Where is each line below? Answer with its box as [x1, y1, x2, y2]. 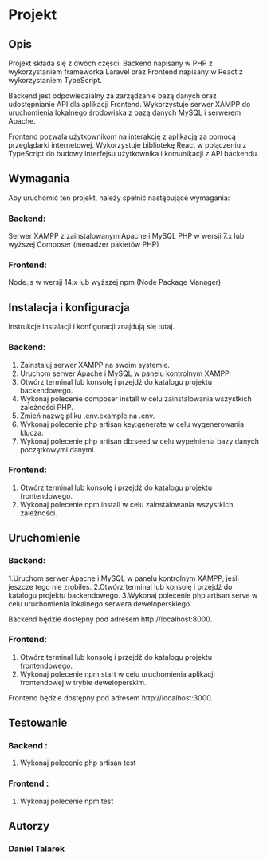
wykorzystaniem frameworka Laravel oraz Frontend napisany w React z [8, 67, 243, 77]
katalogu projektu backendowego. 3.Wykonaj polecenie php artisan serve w [8, 590, 258, 600]
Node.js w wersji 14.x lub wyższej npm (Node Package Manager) [8, 278, 222, 287]
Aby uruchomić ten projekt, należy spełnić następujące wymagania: [8, 193, 230, 203]
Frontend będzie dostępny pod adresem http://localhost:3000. [8, 692, 214, 703]
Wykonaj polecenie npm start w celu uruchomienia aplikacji [19, 669, 215, 679]
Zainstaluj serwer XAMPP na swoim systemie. [19, 360, 170, 369]
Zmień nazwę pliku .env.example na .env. [19, 411, 155, 420]
